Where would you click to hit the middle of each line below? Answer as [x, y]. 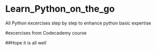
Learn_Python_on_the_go [60, 9]
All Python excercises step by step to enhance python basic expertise [78, 23]
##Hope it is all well [26, 43]
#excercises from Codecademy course [46, 33]
